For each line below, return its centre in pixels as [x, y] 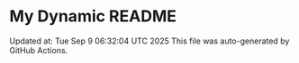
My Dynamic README [93, 16]
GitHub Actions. [39, 50]
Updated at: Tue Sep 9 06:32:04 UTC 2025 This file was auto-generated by [149, 41]
